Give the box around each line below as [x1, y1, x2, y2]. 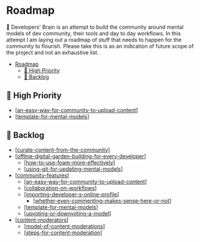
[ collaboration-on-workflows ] [23, 184, 97, 192]
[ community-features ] [14, 171, 69, 179]
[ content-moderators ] [14, 216, 69, 223]
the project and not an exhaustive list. [6, 49, 99, 56]
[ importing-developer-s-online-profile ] [23, 190, 120, 198]
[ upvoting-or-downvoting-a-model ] [23, 210, 111, 217]
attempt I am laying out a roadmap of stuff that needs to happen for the [6, 36, 181, 43]
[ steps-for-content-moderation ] [23, 229, 102, 236]
